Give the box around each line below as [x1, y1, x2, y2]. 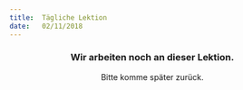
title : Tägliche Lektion [9, 13, 107, 22]
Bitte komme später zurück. [101, 71, 204, 82]
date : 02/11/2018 [9, 22, 83, 31]
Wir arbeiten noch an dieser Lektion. [70, 51, 235, 64]
